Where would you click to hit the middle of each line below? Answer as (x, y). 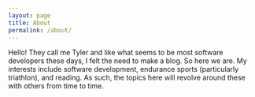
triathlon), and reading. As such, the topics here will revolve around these (127, 78)
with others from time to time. (56, 86)
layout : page (30, 15)
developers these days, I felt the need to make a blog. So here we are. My (128, 61)
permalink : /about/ (40, 30)
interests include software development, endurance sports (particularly (124, 69)
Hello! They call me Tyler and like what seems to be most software (116, 53)
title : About (30, 23)
